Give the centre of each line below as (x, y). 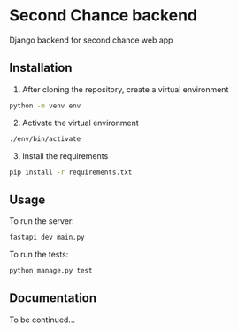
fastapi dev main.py (47, 237)
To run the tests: (39, 255)
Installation (41, 68)
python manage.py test (51, 271)
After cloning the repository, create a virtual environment (125, 89)
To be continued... (42, 320)
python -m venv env (45, 106)
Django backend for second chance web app (91, 40)
